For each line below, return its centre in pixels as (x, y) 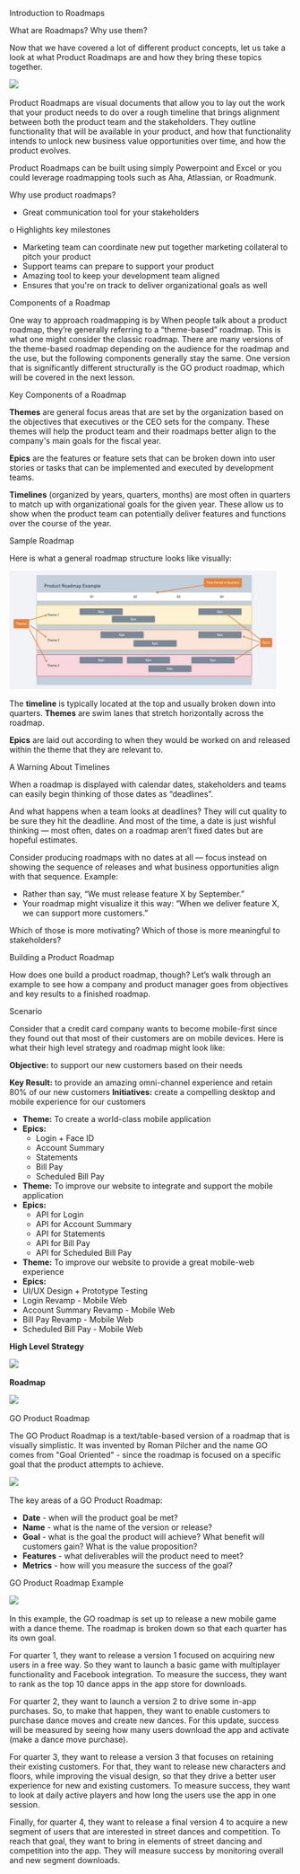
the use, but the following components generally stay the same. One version (150, 358)
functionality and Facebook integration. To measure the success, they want (148, 1674)
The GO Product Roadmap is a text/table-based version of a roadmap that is (150, 1436)
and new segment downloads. (65, 1860)
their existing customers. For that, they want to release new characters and (148, 1766)
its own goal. (33, 1638)
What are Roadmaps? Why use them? (78, 30)
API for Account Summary (84, 1224)
